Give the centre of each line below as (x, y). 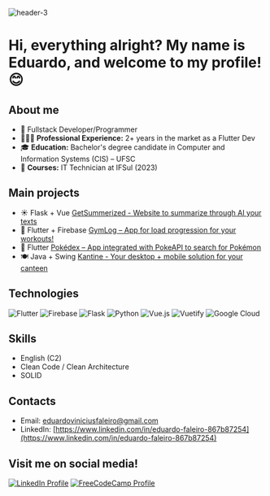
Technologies (44, 294)
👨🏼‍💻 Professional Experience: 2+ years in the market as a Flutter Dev (138, 138)
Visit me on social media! (73, 463)
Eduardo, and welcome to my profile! (135, 63)
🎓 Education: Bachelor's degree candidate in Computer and (122, 147)
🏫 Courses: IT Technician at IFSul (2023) (89, 168)
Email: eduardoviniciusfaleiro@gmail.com (89, 421)
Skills (22, 339)
